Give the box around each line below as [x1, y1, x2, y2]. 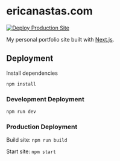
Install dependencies [6, 69, 58, 77]
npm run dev [6, 109, 36, 115]
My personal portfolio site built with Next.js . [6, 36, 115, 43]
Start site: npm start [6, 148, 56, 155]
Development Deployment [6, 95, 84, 103]
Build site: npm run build [6, 136, 68, 144]
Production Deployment [6, 122, 78, 131]
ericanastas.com [6, 4, 93, 18]
